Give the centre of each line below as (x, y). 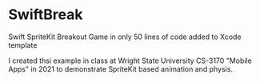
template (23, 45)
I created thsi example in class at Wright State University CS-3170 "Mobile (130, 61)
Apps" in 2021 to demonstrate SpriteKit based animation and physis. (121, 68)
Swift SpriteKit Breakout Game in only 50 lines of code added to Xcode (125, 37)
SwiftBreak (46, 15)
